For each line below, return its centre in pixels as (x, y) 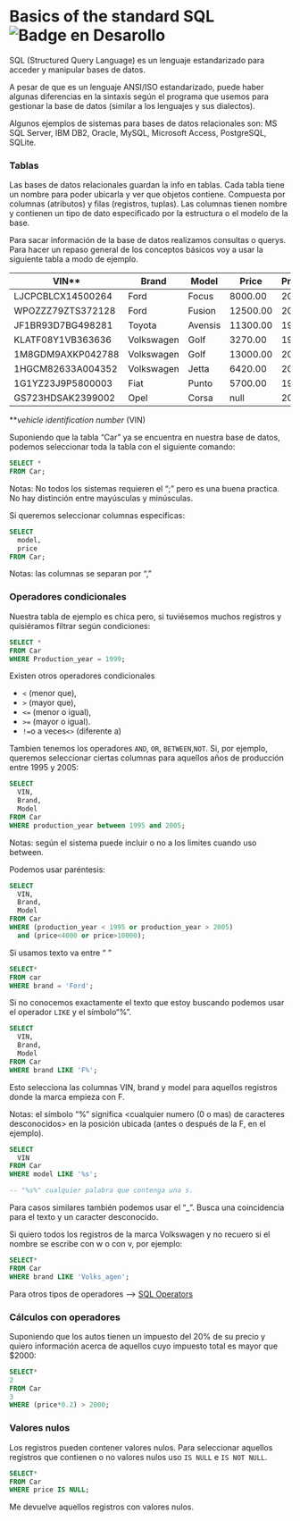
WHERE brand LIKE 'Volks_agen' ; (69, 1277)
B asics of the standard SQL (112, 17)
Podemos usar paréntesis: (57, 870)
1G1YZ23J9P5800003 (63, 383)
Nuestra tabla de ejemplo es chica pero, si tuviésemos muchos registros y (146, 616)
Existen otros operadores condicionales (82, 676)
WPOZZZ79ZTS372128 (65, 311)
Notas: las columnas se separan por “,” (80, 574)
